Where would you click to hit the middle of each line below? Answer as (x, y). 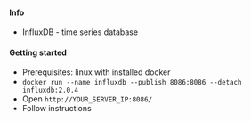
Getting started (38, 52)
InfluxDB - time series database (80, 32)
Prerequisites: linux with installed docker (96, 72)
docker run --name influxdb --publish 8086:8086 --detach (132, 83)
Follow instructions (57, 109)
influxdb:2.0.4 (50, 90)
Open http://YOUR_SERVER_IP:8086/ (87, 99)
